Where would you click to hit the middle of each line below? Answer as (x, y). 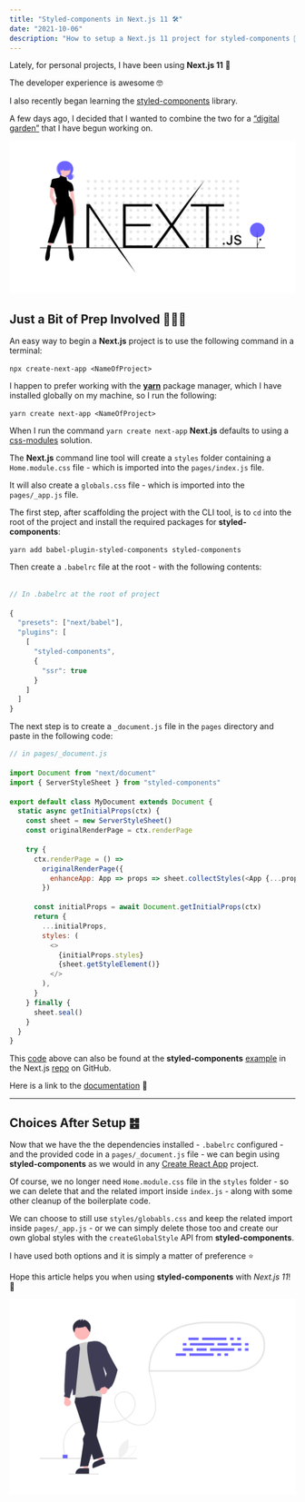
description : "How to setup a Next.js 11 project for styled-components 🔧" (156, 38)
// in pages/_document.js (58, 754)
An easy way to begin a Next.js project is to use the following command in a (152, 341)
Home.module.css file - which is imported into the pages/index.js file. (137, 467)
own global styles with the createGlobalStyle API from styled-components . (152, 1238)
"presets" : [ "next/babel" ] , (71, 623)
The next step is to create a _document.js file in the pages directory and (142, 726)
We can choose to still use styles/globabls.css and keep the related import (151, 1219)
